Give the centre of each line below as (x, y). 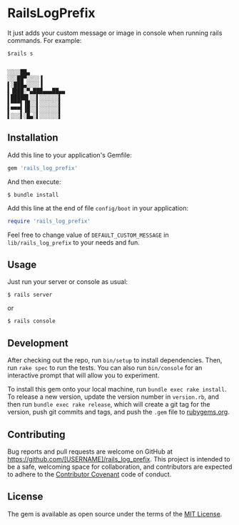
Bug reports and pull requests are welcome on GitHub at (90, 452)
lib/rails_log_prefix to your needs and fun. (74, 242)
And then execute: (34, 182)
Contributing (36, 434)
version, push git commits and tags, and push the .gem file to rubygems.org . (119, 412)
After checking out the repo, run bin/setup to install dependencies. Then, (115, 360)
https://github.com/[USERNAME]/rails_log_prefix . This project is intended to (119, 459)
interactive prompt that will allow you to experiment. (83, 375)
